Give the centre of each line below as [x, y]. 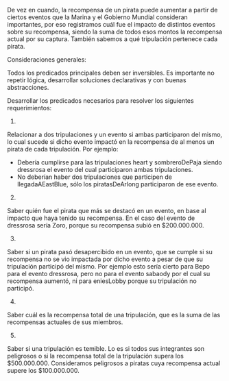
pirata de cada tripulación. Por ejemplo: [63, 149]
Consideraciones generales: [47, 60]
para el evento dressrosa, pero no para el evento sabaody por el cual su [109, 274]
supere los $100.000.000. [44, 370]
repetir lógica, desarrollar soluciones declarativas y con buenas [97, 80]
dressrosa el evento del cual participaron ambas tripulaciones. [105, 170]
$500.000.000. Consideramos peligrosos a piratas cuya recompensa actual [114, 363]
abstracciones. [28, 87]
